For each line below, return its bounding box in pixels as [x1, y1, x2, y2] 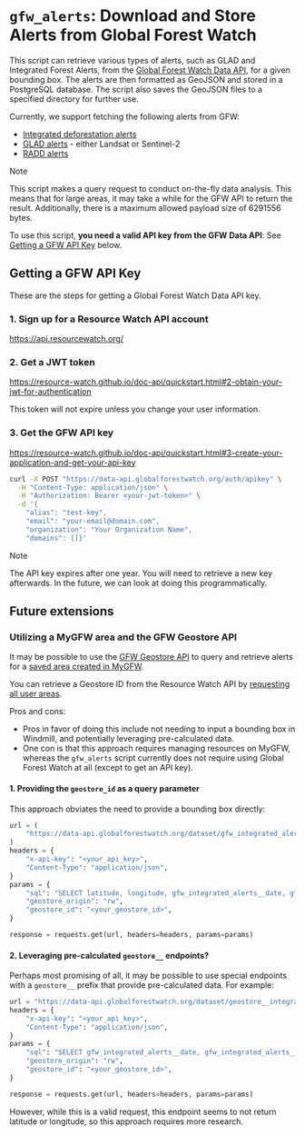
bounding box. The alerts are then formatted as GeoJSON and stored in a [9, 74, 283, 85]
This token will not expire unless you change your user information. [9, 404, 261, 414]
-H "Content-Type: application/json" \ [17, 483, 169, 492]
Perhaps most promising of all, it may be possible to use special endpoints [9, 970, 288, 982]
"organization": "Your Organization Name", [25, 524, 193, 534]
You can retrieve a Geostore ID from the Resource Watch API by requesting [9, 679, 290, 690]
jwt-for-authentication [9, 386, 92, 397]
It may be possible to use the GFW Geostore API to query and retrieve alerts [9, 652, 293, 663]
